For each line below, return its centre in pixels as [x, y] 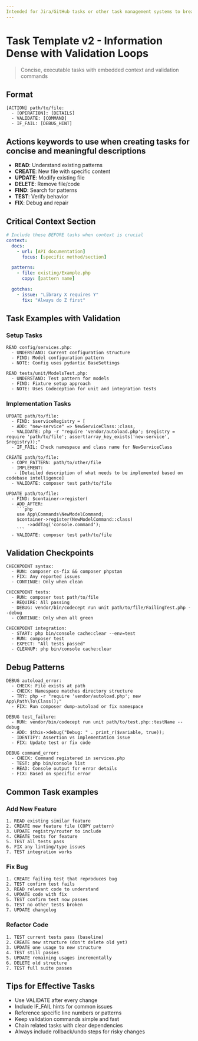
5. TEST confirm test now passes [47, 900]
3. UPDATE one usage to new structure [54, 947]
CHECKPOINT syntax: [30, 567]
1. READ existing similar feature [49, 821]
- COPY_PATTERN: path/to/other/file [56, 462]
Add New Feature [32, 808]
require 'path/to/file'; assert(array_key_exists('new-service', [88, 437]
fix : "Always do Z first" [53, 300]
